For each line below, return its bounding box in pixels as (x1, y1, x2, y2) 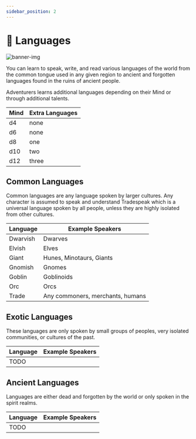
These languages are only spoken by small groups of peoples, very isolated (6, 327, 189, 335)
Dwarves (43, 235, 68, 243)
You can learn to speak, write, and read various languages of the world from (6, 65, 191, 72)
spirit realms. (6, 400, 38, 406)
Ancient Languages (6, 377, 79, 387)
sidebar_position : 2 (6, 8, 57, 15)
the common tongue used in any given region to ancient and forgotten (6, 71, 175, 78)
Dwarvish (9, 235, 35, 243)
